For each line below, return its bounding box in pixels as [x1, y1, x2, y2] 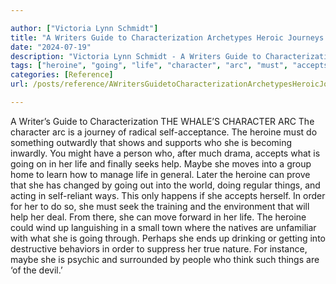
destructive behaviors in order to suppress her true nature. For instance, [10, 242, 308, 255]
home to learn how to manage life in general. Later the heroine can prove [10, 168, 311, 180]
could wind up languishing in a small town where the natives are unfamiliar [10, 221, 317, 233]
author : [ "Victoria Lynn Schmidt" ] [10, 23, 159, 33]
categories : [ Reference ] [10, 70, 114, 80]
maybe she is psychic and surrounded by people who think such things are [10, 253, 320, 265]
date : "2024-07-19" [10, 42, 92, 52]
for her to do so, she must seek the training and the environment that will [10, 200, 310, 212]
